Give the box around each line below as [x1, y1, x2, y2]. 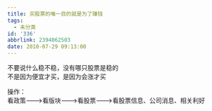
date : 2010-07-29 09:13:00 [7, 43, 87, 50]
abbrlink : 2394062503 [7, 37, 71, 44]
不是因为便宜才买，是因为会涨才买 [7, 72, 106, 81]
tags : [7, 17, 23, 24]
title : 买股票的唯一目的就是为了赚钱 [7, 10, 104, 18]
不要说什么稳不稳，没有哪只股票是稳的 [7, 64, 118, 71]
